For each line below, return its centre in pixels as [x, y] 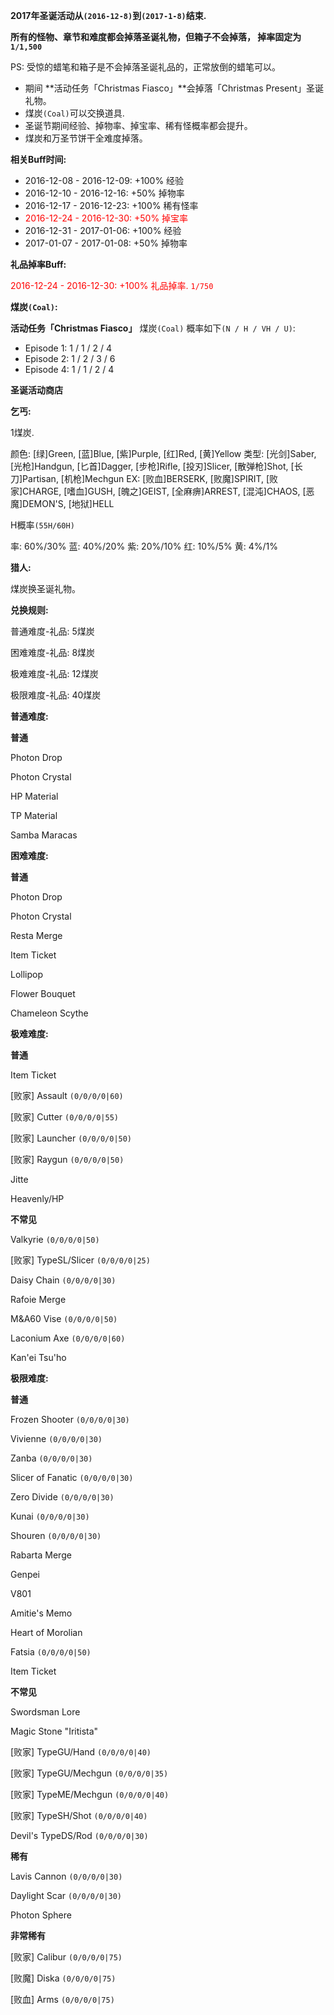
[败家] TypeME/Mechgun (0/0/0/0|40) [90, 1794]
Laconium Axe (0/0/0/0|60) [68, 1338]
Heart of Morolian [46, 1632]
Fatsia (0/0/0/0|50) [51, 1652]
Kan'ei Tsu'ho [38, 1357]
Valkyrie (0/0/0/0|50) [55, 1239]
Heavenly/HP [37, 1198]
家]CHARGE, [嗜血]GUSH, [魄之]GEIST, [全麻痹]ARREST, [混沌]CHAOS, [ [158, 491]
